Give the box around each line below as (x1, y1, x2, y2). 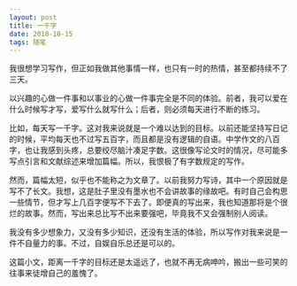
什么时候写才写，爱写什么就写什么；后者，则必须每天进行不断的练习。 (9, 104, 265, 115)
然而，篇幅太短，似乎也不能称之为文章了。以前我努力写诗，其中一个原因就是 (9, 174, 288, 186)
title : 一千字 (9, 21, 57, 30)
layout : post (9, 12, 57, 22)
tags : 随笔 (9, 37, 47, 47)
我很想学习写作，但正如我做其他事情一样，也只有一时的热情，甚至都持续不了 (9, 63, 288, 73)
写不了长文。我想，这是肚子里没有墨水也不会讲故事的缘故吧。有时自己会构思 (9, 186, 288, 197)
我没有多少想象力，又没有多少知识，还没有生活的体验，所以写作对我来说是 (9, 227, 280, 237)
